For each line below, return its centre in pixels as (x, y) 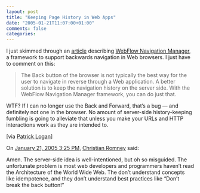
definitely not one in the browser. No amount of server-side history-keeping (99, 112)
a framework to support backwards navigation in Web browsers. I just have (99, 57)
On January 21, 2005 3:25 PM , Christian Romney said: (73, 148)
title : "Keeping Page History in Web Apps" (61, 17)
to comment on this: (31, 64)
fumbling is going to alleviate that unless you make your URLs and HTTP (95, 119)
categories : (21, 34)
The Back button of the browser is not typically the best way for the (104, 75)
